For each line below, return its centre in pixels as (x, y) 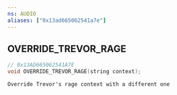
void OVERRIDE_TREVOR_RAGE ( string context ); (74, 72)
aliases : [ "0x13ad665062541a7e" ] (57, 20)
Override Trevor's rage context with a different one (89, 84)
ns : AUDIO (22, 14)
